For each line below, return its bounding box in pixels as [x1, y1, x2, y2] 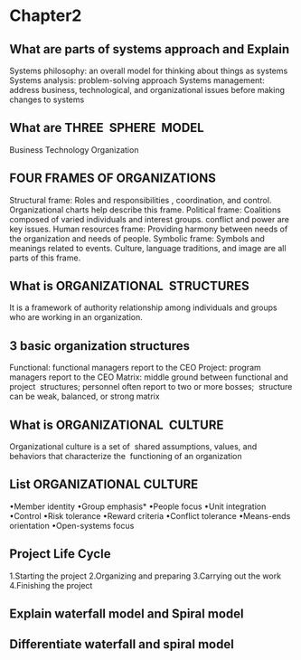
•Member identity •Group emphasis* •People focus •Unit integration [9, 501, 267, 512]
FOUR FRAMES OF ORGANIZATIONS [9, 171, 217, 186]
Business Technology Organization [9, 144, 139, 155]
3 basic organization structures [9, 338, 191, 354]
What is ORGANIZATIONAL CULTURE [9, 417, 224, 432]
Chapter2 [9, 5, 82, 26]
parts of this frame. [9, 252, 81, 263]
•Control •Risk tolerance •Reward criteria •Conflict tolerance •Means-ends [9, 510, 291, 521]
